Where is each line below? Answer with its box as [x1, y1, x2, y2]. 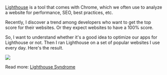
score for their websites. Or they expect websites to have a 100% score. [5, 24, 153, 30]
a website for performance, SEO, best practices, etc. [5, 9, 113, 15]
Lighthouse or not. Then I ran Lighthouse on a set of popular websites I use [5, 39, 160, 45]
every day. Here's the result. [5, 45, 63, 50]
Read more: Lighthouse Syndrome [5, 64, 76, 69]
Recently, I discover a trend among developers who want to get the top [5, 19, 151, 25]
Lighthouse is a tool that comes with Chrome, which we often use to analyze [5, 4, 162, 10]
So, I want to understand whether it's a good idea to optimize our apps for [5, 34, 157, 40]
